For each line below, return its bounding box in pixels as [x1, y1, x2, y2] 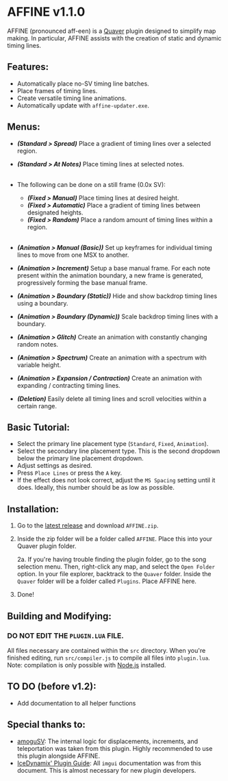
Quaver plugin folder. [16, 542, 77, 550]
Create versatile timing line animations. [16, 94, 127, 102]
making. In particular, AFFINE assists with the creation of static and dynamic [7, 34, 222, 42]
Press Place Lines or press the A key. [16, 469, 123, 477]
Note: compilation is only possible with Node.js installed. [7, 660, 166, 669]
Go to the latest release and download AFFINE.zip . [16, 521, 159, 530]
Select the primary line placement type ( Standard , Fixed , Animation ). [16, 440, 209, 448]
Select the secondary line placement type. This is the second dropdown [16, 447, 220, 456]
